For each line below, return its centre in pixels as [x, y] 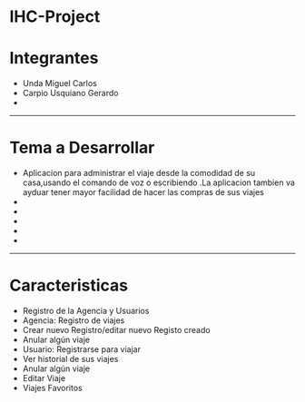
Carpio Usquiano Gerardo [70, 93]
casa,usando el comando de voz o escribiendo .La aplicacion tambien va [158, 182]
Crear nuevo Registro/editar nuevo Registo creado [116, 330]
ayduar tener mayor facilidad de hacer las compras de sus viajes [143, 192]
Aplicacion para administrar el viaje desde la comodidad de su [139, 173]
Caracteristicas [69, 285]
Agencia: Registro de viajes [74, 320]
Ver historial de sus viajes [70, 359]
